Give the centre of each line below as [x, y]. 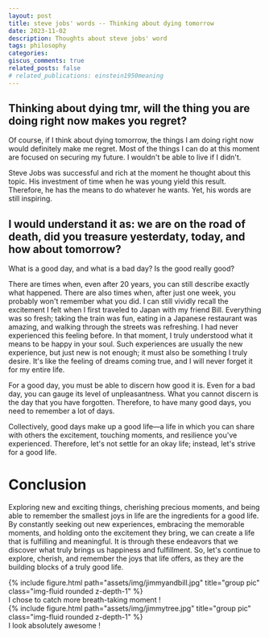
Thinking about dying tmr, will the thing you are [129, 108]
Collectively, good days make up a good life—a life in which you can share [132, 427]
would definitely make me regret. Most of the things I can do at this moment [134, 149]
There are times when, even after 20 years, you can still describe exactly [129, 284]
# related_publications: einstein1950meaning [86, 76]
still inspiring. [30, 199]
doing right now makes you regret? [98, 121]
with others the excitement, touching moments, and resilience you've [123, 435]
